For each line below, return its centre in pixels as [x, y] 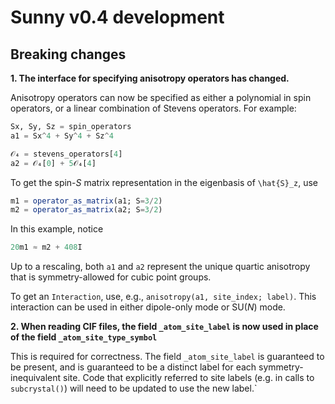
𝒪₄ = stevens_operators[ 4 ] [66, 154]
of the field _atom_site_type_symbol [84, 337]
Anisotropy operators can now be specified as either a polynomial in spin [161, 97]
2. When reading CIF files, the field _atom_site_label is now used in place [164, 327]
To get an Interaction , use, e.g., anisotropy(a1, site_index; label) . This [163, 297]
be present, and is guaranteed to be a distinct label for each [133, 367]
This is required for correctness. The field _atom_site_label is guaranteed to [167, 357]
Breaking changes [68, 54]
